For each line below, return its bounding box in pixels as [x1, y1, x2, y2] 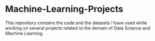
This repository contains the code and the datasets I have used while [5, 20, 147, 26]
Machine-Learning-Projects [5, 3, 123, 15]
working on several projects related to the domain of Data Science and [5, 25, 150, 31]
